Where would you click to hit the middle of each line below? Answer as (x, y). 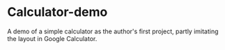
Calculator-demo (57, 12)
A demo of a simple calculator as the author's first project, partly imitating (113, 31)
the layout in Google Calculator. (52, 38)
